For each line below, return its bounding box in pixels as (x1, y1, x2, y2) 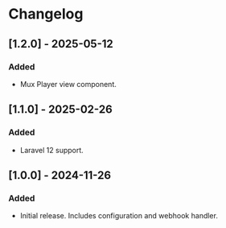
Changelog (8, 5, 84, 23)
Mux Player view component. (19, 79, 117, 89)
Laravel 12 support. (19, 145, 84, 155)
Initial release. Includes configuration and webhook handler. (19, 211, 219, 221)
